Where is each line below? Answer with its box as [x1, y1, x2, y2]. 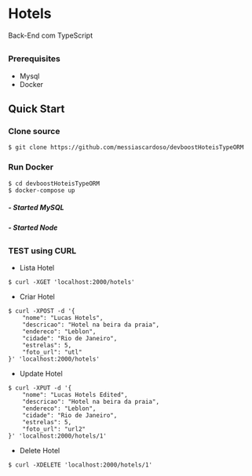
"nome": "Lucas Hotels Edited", [22, 391, 128, 399]
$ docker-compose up [8, 186, 76, 194]
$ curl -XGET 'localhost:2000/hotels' [8, 278, 135, 286]
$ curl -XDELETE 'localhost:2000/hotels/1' [8, 461, 153, 469]
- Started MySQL [8, 203, 64, 213]
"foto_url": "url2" [22, 425, 86, 434]
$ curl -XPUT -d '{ [8, 384, 72, 392]
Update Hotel [19, 369, 63, 379]
